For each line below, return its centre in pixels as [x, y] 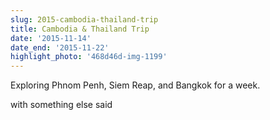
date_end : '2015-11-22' [60, 47]
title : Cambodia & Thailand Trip [80, 29]
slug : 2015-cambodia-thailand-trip [84, 19]
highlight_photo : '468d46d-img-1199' [89, 57]
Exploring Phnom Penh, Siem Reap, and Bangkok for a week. [135, 85]
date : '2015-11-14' [51, 38]
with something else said [61, 105]
